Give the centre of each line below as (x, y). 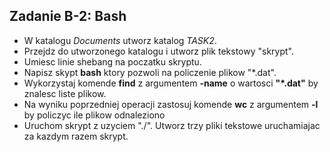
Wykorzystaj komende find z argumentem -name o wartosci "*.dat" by (171, 83)
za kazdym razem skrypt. (76, 136)
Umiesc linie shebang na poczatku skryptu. (112, 61)
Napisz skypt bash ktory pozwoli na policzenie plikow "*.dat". (150, 72)
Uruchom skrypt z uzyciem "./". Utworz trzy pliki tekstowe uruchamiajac (172, 125)
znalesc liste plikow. (65, 93)
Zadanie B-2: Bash (68, 16)
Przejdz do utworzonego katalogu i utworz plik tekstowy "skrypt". (159, 51)
